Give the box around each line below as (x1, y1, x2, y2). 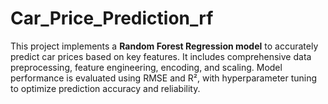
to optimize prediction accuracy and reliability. (10, 82, 201, 94)
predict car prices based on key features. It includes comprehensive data (10, 50, 312, 62)
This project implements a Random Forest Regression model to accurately (10, 40, 319, 52)
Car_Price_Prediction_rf (10, 7, 214, 30)
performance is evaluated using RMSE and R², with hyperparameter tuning (10, 72, 318, 84)
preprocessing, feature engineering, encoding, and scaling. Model (10, 61, 283, 73)
